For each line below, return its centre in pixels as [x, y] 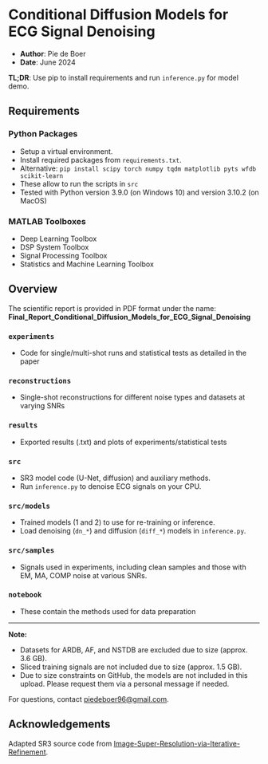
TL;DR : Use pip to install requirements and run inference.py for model [124, 77]
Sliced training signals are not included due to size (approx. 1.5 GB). [131, 667]
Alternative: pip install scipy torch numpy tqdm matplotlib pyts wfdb [138, 168]
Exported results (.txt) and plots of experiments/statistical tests [123, 442]
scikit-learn [41, 176]
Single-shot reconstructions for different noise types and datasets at [132, 397]
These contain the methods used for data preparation [108, 611]
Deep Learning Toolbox [58, 238]
